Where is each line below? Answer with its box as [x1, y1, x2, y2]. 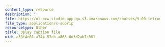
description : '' [5, 12, 38, 17]
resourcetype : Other [5, 25, 48, 30]
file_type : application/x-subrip [5, 21, 74, 26]
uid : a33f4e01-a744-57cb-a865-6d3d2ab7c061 [5, 35, 96, 40]
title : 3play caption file [5, 30, 60, 35]
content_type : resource [5, 7, 54, 12]
